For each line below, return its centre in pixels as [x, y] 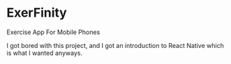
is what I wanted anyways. [45, 53]
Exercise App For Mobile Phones [53, 32]
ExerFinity [37, 13]
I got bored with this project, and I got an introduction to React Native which [115, 45]
